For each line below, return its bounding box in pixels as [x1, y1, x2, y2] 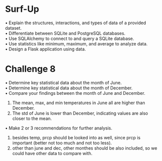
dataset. [5, 25, 22, 31]
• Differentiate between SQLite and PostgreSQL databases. [5, 30, 126, 36]
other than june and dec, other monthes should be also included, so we [12, 145, 158, 151]
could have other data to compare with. [12, 150, 93, 156]
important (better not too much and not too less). [12, 140, 112, 146]
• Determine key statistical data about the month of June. [5, 80, 122, 85]
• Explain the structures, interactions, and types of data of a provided [5, 20, 147, 26]
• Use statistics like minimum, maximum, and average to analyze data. [5, 40, 148, 46]
